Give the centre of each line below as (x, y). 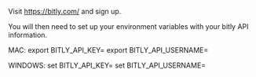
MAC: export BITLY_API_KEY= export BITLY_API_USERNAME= (108, 50)
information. (28, 35)
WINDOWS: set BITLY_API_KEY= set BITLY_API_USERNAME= (107, 65)
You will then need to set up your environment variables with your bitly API (128, 26)
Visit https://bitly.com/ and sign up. (65, 11)
